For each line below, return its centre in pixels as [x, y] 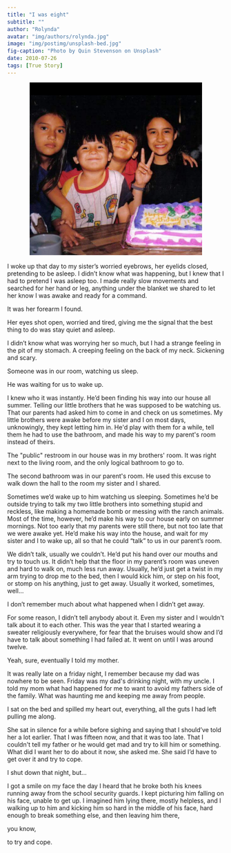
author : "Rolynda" [33, 29]
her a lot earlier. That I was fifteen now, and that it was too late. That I [105, 737]
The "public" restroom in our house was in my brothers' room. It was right [112, 455]
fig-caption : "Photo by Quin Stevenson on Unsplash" [84, 51]
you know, [22, 828]
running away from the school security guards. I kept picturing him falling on [115, 793]
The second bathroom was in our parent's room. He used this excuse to [109, 476]
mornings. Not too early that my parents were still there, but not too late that [115, 526]
